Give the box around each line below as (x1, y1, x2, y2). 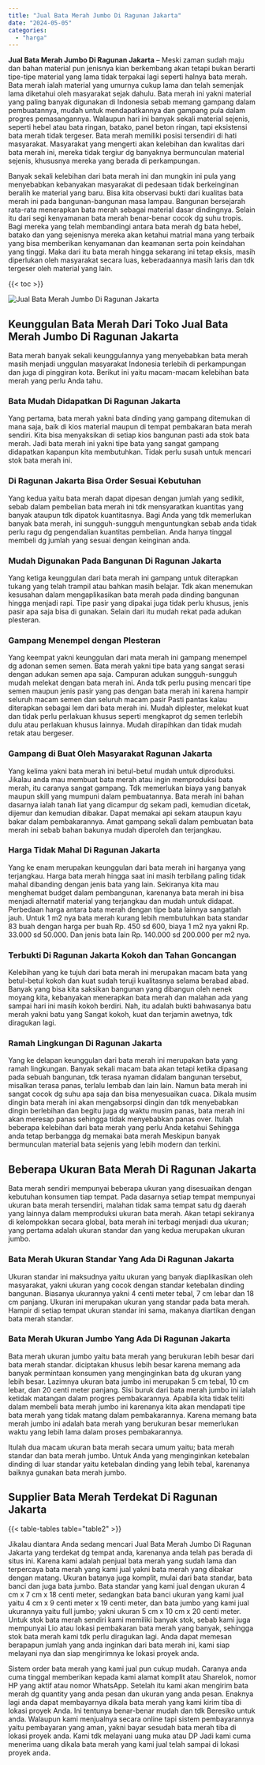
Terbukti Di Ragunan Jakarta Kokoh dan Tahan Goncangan (8, 950, 237, 961)
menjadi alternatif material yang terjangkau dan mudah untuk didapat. (8, 896, 235, 905)
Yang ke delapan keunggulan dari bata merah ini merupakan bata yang (8, 1056, 238, 1065)
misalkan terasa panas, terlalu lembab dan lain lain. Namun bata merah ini (8, 1081, 248, 1090)
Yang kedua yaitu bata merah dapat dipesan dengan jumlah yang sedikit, (8, 493, 244, 503)
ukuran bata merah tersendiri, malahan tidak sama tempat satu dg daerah (8, 1200, 247, 1210)
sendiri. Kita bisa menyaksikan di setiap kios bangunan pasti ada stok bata (8, 430, 250, 440)
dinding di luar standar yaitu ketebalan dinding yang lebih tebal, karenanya (8, 1459, 250, 1468)
